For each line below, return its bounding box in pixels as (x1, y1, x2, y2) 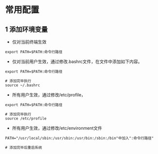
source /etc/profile (5, 116, 47, 121)
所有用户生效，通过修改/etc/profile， (12, 92, 86, 97)
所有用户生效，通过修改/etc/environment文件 (12, 125, 102, 131)
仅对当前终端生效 (12, 39, 47, 45)
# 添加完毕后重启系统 (5, 145, 42, 150)
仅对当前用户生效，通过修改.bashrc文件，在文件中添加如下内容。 (12, 59, 142, 64)
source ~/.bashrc (5, 83, 40, 88)
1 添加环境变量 (5, 25, 48, 33)
